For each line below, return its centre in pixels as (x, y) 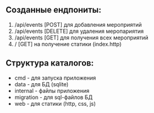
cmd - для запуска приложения (55, 78)
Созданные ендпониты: (53, 10)
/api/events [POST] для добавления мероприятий (78, 24)
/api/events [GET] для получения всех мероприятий (81, 37)
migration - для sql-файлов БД (53, 97)
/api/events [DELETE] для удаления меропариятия (79, 31)
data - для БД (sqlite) (42, 84)
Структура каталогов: (50, 63)
